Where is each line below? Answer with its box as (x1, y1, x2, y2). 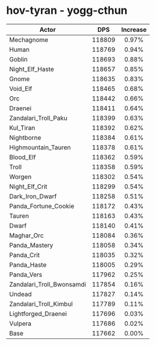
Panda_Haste (9, 260, 47, 269)
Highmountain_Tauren (9, 143, 71, 151)
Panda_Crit (9, 250, 40, 259)
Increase (121, 25, 147, 34)
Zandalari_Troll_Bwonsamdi (9, 280, 86, 288)
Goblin (9, 55, 28, 63)
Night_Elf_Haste (9, 64, 55, 73)
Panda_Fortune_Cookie (9, 202, 74, 210)
